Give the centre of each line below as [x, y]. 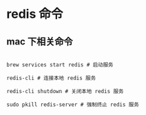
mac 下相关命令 [40, 41]
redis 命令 [35, 14]
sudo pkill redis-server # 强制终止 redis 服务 [73, 105]
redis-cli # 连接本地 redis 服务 [51, 78]
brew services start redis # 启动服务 [60, 65]
